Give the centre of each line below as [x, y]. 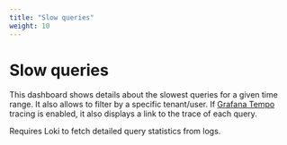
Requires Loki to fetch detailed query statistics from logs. [115, 132]
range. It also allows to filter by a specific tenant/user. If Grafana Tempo [142, 105]
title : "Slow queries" [52, 17]
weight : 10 [30, 26]
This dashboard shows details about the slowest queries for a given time [144, 95]
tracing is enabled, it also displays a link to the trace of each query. [134, 114]
